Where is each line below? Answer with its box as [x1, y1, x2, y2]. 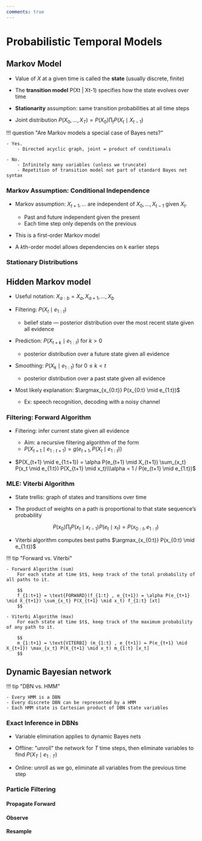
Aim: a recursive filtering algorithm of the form [24, 438, 139, 446]
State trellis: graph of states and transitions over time [14, 493, 147, 500]
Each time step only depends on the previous [24, 219, 137, 227]
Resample [6, 828, 32, 835]
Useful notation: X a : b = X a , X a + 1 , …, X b [14, 293, 115, 301]
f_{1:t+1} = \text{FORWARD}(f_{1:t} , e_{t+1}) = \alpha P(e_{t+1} [17, 592, 190, 599]
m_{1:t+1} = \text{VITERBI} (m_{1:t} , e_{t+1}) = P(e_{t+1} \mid [17, 640, 188, 646]
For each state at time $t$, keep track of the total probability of [17, 571, 196, 578]
